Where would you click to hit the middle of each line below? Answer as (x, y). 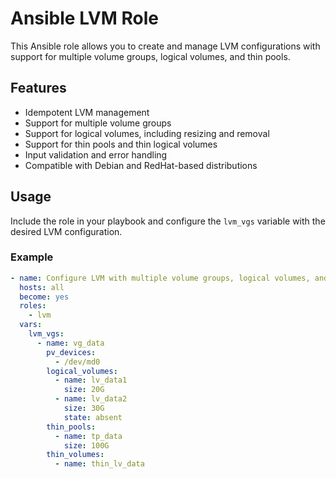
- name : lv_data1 (91, 380)
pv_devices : (71, 352)
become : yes (44, 297)
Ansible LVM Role (84, 18)
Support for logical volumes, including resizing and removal (147, 133)
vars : (31, 325)
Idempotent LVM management (87, 112)
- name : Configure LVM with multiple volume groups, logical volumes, (160, 278)
